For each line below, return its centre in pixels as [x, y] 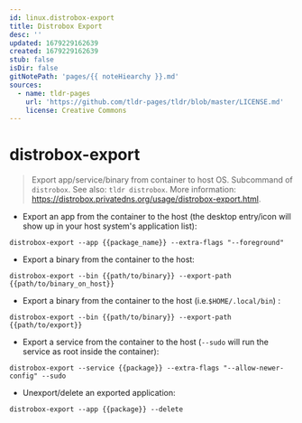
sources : [26, 85]
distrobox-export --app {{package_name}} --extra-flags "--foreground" [146, 243]
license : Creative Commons [76, 110]
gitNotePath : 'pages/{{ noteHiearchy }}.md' [94, 77]
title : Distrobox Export [56, 26]
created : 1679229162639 [54, 52]
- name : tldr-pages [54, 93]
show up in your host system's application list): [110, 226]
